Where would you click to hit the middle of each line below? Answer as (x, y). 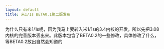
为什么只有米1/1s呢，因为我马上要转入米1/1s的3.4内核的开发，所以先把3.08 (82, 29)
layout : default (22, 10)
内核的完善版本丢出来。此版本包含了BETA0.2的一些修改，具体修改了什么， (82, 35)
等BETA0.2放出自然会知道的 (34, 41)
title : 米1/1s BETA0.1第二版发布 (38, 14)
